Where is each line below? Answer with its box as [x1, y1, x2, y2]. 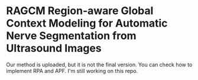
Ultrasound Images [6, 42, 102, 55]
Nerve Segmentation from [6, 29, 137, 42]
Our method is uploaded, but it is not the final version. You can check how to [6, 61, 193, 68]
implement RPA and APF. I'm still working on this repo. [6, 67, 138, 74]
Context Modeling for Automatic [6, 16, 168, 30]
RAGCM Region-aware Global [6, 4, 154, 18]
